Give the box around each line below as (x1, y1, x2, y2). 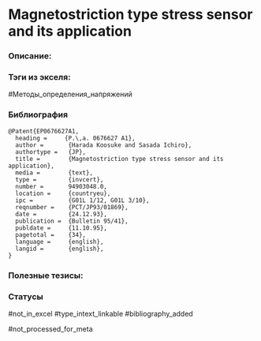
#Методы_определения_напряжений (8, 89, 132, 99)
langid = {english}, (15, 245, 104, 253)
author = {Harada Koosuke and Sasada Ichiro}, (15, 141, 192, 149)
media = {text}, (15, 168, 93, 177)
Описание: (8, 51, 52, 62)
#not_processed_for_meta (8, 324, 93, 333)
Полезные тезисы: (8, 270, 84, 281)
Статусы (8, 290, 43, 302)
